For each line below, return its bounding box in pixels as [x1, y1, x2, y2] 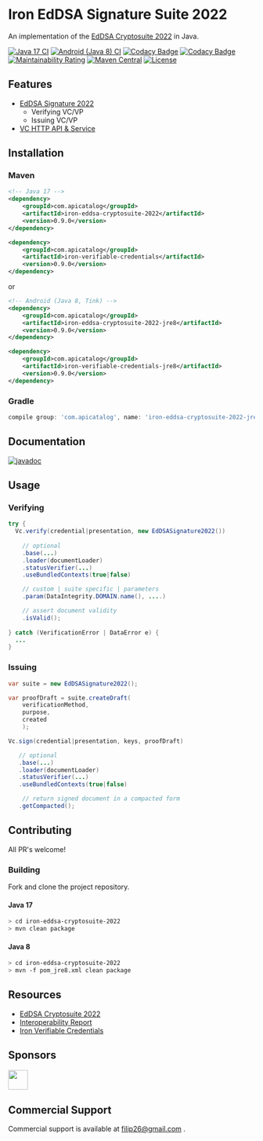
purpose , [22, 708, 51, 716]
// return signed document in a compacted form [22, 795, 180, 803]
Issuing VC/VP [31, 115, 78, 125]
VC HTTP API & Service [19, 123, 95, 133]
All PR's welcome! [8, 844, 67, 854]
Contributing [8, 824, 72, 837]
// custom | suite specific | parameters [22, 585, 159, 594]
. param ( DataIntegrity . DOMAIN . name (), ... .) [22, 593, 167, 601]
